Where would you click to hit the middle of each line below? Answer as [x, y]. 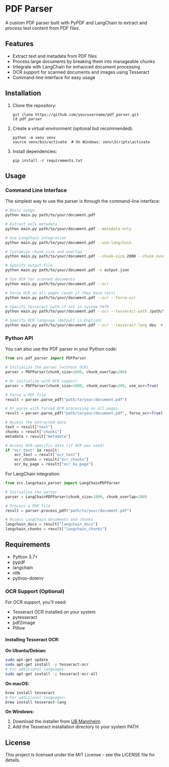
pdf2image [24, 623]
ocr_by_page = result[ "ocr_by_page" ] [54, 464]
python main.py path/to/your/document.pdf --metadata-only [68, 229]
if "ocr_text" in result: [32, 450]
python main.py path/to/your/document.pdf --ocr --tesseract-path [76, 312]
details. [13, 760]
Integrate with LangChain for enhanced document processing [76, 66]
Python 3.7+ [25, 557]
